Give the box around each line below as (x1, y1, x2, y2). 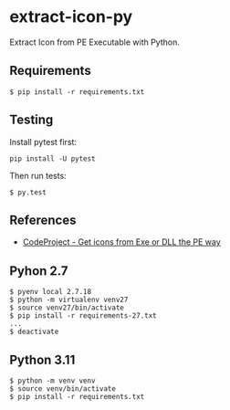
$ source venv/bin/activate (9, 384, 117, 394)
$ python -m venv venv (9, 376, 96, 385)
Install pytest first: (9, 136, 78, 147)
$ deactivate (9, 327, 59, 337)
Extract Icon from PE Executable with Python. (9, 37, 180, 47)
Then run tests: (9, 170, 67, 181)
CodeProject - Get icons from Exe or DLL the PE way (22, 237, 221, 247)
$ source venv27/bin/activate (9, 303, 125, 312)
